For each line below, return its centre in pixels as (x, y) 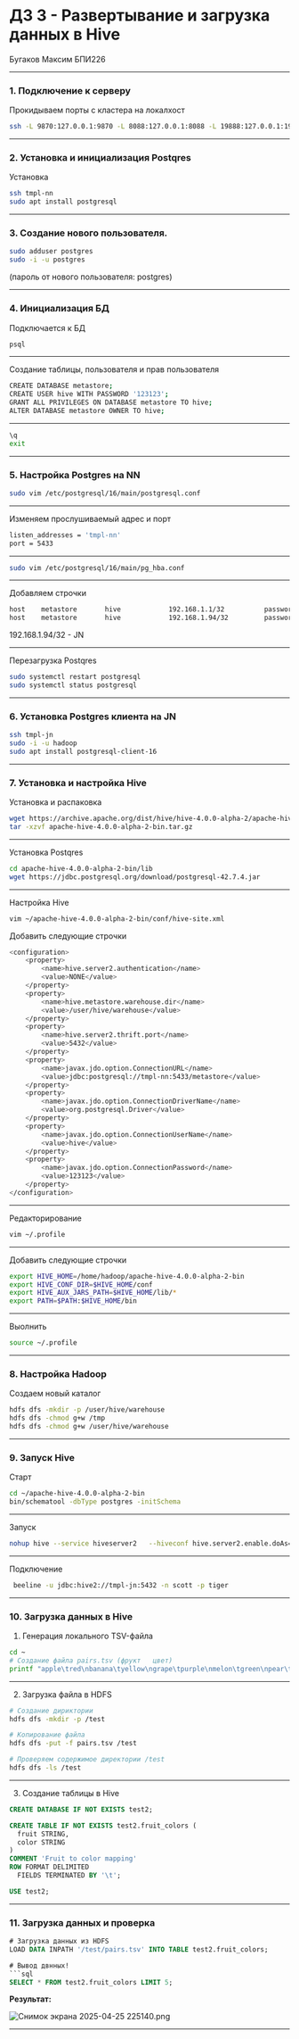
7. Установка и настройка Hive (78, 783)
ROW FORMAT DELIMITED (49, 1867)
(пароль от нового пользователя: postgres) (91, 277)
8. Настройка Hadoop (58, 1373)
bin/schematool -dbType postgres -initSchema (95, 1502)
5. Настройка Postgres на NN (75, 475)
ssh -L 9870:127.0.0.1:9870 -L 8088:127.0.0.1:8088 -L (113, 127)
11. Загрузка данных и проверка (82, 1922)
